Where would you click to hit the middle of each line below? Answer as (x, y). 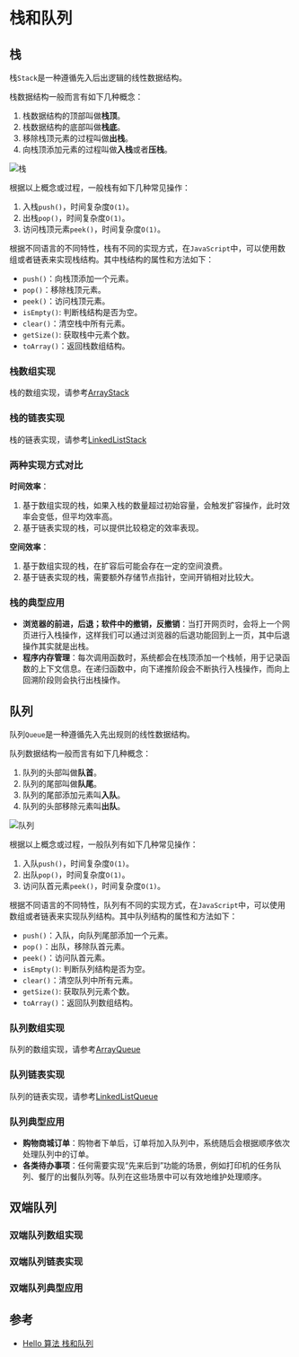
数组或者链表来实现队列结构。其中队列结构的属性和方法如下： (123, 916)
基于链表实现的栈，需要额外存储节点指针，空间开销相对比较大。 (140, 577)
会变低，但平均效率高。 (74, 516)
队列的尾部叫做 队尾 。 (62, 784)
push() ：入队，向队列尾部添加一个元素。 (97, 935)
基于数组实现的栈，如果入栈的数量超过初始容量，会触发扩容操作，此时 (152, 505)
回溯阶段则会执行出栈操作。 (74, 680)
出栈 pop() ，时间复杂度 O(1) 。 (76, 218)
